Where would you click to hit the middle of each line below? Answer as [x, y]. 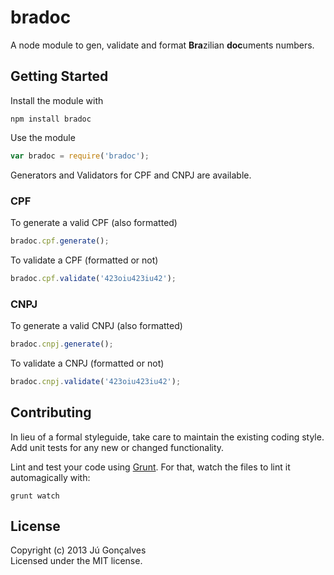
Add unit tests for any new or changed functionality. [117, 447]
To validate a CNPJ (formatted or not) [87, 363]
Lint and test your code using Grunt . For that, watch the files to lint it [150, 467]
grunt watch [35, 496]
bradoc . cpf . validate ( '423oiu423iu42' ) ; [93, 278]
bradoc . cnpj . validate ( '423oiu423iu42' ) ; [96, 381]
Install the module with [57, 100]
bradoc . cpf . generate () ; [60, 241]
